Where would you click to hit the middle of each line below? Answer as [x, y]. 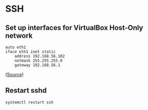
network [19, 35]
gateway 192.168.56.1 [37, 65]
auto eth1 [16, 47]
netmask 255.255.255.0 [39, 61]
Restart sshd [26, 90]
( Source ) [15, 75]
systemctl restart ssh [29, 102]
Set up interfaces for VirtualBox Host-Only [74, 28]
